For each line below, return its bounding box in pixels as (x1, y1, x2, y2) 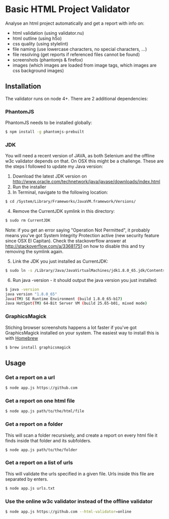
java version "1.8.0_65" (5, 292, 57, 297)
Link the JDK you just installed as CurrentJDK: (12, 258, 108, 264)
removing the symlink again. (5, 248, 64, 254)
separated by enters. (5, 476, 49, 482)
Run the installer (12, 184, 47, 190)
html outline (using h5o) (12, 35, 62, 41)
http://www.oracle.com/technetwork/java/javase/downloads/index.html (12, 179, 160, 185)
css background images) (12, 67, 64, 74)
